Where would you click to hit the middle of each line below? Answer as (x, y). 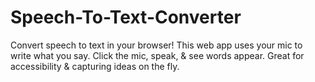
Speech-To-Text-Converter (126, 17)
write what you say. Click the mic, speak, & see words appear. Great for (157, 55)
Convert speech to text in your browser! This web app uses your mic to (156, 45)
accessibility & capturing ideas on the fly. (95, 66)
